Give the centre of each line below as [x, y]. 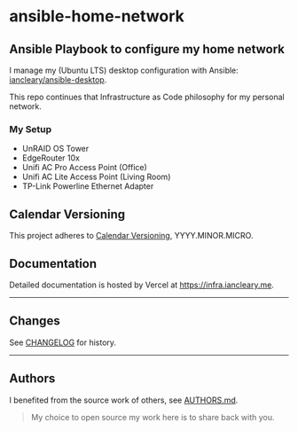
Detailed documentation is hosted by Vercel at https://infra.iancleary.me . [142, 285]
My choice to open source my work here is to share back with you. [153, 417]
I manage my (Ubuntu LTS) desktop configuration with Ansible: [124, 70]
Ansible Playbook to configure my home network [147, 49]
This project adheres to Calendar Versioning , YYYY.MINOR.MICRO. [131, 236]
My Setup [31, 129]
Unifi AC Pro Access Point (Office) [85, 168]
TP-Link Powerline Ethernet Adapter [88, 186]
